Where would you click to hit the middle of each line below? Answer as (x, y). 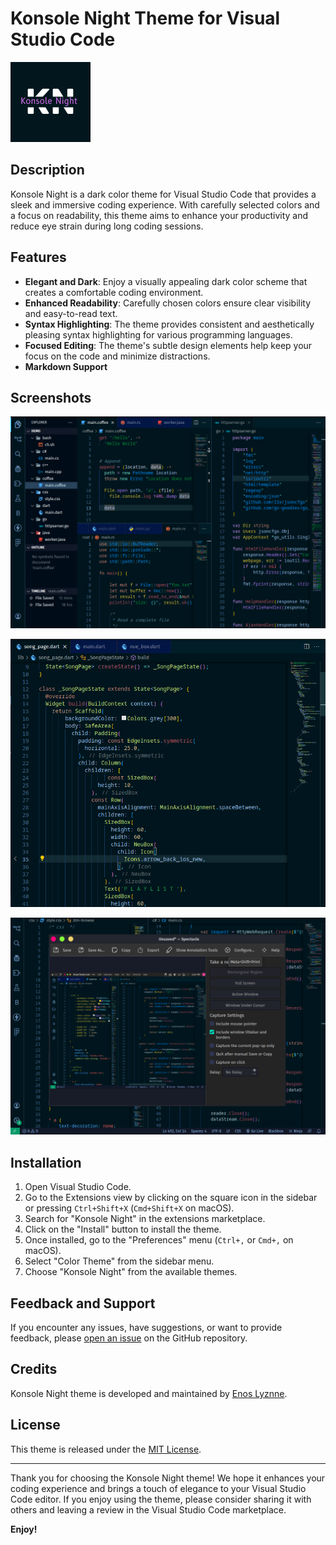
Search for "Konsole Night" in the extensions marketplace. (145, 1219)
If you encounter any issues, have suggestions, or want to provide (146, 1328)
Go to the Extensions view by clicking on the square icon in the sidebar (171, 1198)
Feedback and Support (83, 1303)
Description (47, 170)
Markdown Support (66, 366)
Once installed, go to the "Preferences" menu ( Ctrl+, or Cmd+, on (159, 1240)
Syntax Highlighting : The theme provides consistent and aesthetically (169, 324)
